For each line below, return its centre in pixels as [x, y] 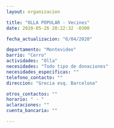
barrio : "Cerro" [26, 55]
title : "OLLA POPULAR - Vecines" [48, 22]
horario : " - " [25, 99]
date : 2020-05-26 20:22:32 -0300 [48, 28]
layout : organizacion [33, 12]
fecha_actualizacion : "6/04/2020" [49, 39]
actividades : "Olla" [32, 61]
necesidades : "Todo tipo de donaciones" [58, 66]
